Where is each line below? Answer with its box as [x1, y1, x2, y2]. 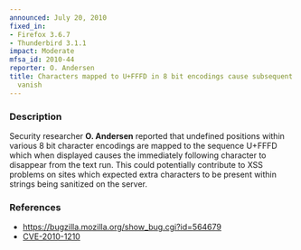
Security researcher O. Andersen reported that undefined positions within [9, 130, 285, 141]
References [9, 200, 61, 213]
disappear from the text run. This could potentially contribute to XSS [9, 159, 264, 170]
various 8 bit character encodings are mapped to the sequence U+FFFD [9, 140, 277, 151]
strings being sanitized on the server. [9, 178, 147, 190]
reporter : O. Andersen [9, 64, 95, 73]
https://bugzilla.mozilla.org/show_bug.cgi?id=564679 [22, 222, 221, 233]
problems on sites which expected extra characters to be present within [9, 169, 277, 180]
